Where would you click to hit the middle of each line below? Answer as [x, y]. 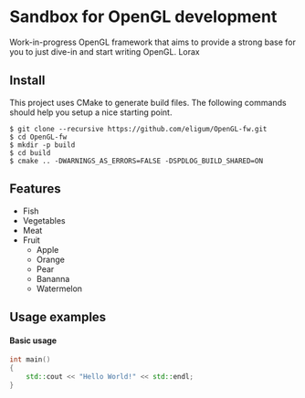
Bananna [53, 278]
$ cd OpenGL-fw [38, 137]
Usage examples [58, 317]
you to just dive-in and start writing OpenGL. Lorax [105, 51]
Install [27, 81]
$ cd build [30, 152]
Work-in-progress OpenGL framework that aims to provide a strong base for [153, 42]
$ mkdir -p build [42, 145]
